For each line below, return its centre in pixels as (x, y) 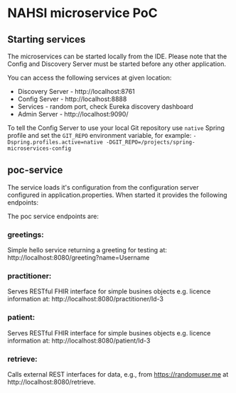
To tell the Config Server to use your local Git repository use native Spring (116, 128)
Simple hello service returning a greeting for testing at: (87, 250)
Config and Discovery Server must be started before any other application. (117, 64)
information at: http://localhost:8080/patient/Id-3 (79, 340)
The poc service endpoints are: (53, 216)
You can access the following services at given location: (90, 77)
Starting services (47, 39)
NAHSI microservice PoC (82, 13)
